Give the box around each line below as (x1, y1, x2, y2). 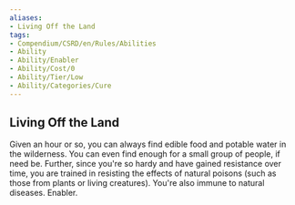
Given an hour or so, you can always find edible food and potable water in (9, 138, 287, 150)
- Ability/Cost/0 (9, 65, 76, 74)
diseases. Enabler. (9, 188, 78, 199)
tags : (9, 30, 30, 39)
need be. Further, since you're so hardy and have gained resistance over (9, 159, 282, 169)
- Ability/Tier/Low (9, 73, 84, 82)
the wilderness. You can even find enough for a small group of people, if (9, 149, 280, 159)
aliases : (9, 13, 43, 23)
